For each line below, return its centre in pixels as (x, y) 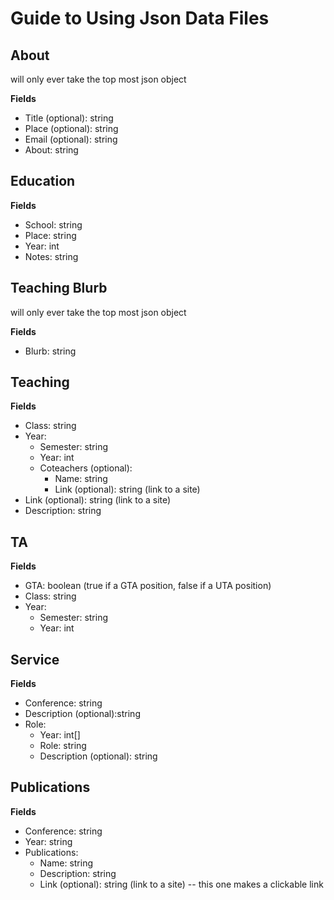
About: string (51, 150)
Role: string (63, 746)
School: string (53, 224)
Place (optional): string (71, 128)
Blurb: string (50, 351)
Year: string (48, 841)
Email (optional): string (71, 139)
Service (35, 659)
